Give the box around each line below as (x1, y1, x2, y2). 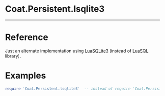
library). (5, 53, 21, 59)
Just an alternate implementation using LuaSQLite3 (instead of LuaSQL (5, 48, 149, 54)
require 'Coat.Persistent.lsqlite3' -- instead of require (5, 86, 131, 91)
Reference (5, 32, 48, 43)
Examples (5, 70, 46, 81)
